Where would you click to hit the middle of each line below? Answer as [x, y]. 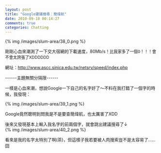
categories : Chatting [27, 28]
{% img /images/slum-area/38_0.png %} [46, 41]
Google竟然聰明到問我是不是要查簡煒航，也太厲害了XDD [61, 114]
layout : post [18, 9]
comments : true [20, 23]
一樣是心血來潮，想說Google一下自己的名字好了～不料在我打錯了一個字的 [78, 88]
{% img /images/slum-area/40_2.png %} [46, 130]
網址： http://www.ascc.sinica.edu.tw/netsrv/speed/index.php [66, 68]
